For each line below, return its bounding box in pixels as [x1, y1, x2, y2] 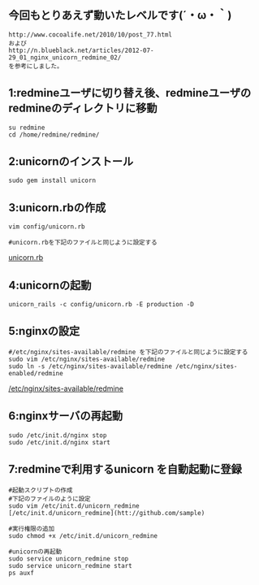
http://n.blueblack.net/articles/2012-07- [8, 46, 154, 54]
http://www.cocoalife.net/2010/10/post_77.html [8, 30, 173, 39]
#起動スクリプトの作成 [8, 486, 73, 494]
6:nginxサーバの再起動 [8, 409, 123, 423]
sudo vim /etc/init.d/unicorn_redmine [8, 501, 140, 510]
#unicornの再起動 [8, 548, 63, 556]
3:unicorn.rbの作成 [8, 201, 106, 214]
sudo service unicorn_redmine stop [8, 554, 129, 563]
